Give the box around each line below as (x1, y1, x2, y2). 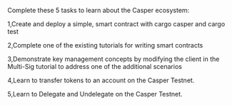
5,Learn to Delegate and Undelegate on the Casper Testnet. (7, 90, 183, 98)
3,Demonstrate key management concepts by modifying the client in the (7, 55, 220, 63)
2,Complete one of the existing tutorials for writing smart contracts (7, 41, 203, 49)
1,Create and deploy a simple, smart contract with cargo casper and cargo (7, 20, 226, 28)
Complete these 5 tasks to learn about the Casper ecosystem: (7, 6, 190, 14)
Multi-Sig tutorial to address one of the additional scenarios (7, 62, 182, 70)
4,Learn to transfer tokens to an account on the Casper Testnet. (7, 76, 195, 84)
